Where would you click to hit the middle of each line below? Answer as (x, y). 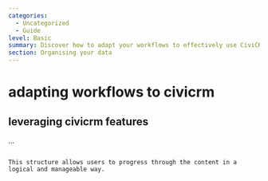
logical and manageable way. (57, 169)
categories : (28, 16)
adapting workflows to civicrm (112, 92)
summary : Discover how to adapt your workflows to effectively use (123, 45)
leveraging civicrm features (79, 122)
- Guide (28, 30)
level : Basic (30, 38)
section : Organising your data (60, 53)
